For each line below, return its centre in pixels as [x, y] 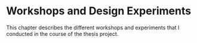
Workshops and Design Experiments [99, 11]
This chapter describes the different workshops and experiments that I [93, 27]
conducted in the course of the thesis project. [62, 33]
